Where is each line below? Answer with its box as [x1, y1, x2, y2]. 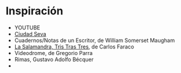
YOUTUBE [14, 24, 40, 31]
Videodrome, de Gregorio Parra [14, 49, 93, 56]
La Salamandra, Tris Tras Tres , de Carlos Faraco [14, 43, 135, 50]
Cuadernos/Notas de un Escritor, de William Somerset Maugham [14, 36, 176, 44]
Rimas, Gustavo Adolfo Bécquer [14, 56, 94, 63]
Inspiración [5, 4, 64, 18]
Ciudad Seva [14, 30, 46, 37]
